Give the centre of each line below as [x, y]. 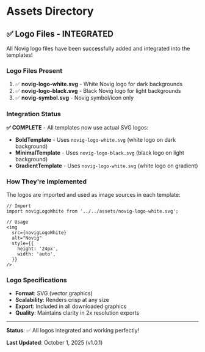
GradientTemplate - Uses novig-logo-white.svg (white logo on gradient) [106, 166]
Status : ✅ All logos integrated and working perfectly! [73, 331]
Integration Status [34, 114]
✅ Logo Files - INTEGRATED [60, 34]
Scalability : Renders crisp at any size [62, 300]
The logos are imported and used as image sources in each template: [93, 194]
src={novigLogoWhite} [39, 233]
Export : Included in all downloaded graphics [71, 306]
